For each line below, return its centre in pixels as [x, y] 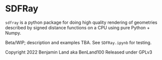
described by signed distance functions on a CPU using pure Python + [78, 27]
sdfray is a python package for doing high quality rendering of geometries [81, 22]
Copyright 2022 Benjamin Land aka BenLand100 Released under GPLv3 [79, 52]
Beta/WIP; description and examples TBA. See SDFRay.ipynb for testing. [79, 42]
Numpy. [13, 33]
